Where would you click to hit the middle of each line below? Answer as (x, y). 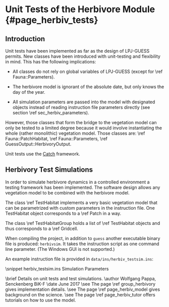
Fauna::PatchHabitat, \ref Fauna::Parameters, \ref (56, 139)
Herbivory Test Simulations (49, 170)
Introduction (25, 39)
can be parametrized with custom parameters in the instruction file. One (80, 208)
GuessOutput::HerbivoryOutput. (38, 144)
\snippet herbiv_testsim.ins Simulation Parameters (57, 268)
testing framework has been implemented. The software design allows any (83, 187)
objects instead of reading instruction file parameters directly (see (81, 107)
